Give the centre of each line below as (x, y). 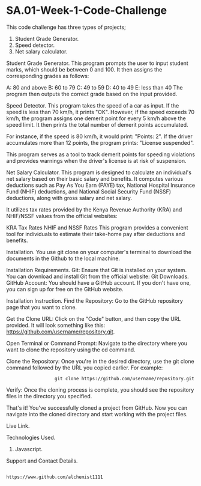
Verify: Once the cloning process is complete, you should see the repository (100, 390)
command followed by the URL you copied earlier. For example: (85, 368)
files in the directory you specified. (49, 396)
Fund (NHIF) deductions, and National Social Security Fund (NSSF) (89, 191)
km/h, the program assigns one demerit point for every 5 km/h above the (96, 118)
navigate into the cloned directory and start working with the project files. (97, 414)
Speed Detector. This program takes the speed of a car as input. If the (93, 105)
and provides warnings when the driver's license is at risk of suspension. (96, 160)
